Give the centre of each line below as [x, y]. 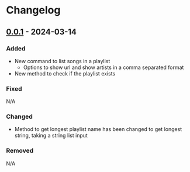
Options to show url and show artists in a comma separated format [103, 67]
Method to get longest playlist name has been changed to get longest [98, 129]
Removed [20, 151]
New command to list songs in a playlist [62, 61]
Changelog [33, 10]
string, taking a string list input [51, 136]
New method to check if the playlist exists [65, 73]
